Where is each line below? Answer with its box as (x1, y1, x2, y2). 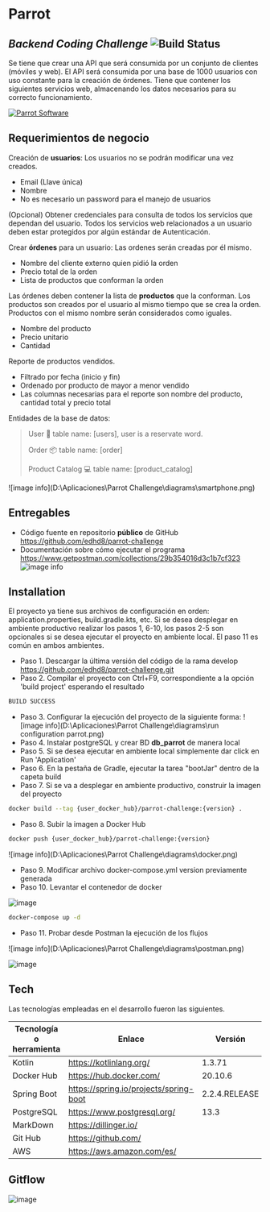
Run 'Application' (19, 755, 76, 765)
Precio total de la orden (19, 267, 98, 276)
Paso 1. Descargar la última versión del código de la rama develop (19, 656, 239, 666)
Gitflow (8, 1173, 46, 1187)
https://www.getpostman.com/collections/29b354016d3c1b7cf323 (19, 553, 241, 562)
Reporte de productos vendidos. (8, 356, 116, 366)
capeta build (19, 772, 62, 782)
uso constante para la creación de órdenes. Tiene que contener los (8, 76, 231, 85)
